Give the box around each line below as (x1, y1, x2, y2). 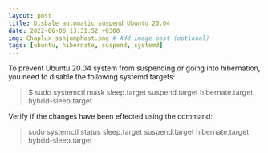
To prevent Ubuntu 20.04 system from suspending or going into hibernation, (8, 63, 261, 73)
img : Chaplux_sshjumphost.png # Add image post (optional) (8, 34, 210, 42)
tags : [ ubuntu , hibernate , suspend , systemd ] (8, 42, 163, 50)
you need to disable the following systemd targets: (8, 72, 176, 82)
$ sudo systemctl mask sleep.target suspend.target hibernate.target (27, 87, 254, 97)
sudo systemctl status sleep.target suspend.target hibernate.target (27, 127, 250, 137)
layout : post (8, 11, 52, 20)
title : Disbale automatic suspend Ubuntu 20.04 (8, 19, 171, 27)
